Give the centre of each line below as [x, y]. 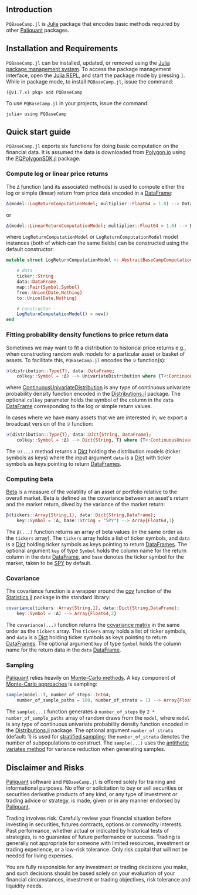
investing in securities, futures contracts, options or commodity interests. [94, 824]
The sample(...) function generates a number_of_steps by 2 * [81, 712]
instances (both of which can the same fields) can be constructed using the [97, 243]
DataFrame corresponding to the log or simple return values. [79, 406]
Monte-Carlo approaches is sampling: [52, 684]
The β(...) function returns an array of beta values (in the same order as [94, 532]
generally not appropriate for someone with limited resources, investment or [98, 843]
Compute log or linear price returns [57, 174]
